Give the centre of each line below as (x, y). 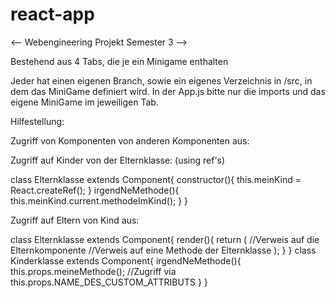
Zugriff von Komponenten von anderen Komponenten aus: (130, 140)
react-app (52, 14)
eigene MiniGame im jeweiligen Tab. (84, 102)
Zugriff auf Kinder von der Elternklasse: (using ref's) (118, 160)
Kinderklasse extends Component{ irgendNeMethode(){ (126, 260)
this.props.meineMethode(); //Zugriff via (93, 271)
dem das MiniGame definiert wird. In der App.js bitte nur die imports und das (168, 91)
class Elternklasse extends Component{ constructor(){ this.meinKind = (156, 179)
